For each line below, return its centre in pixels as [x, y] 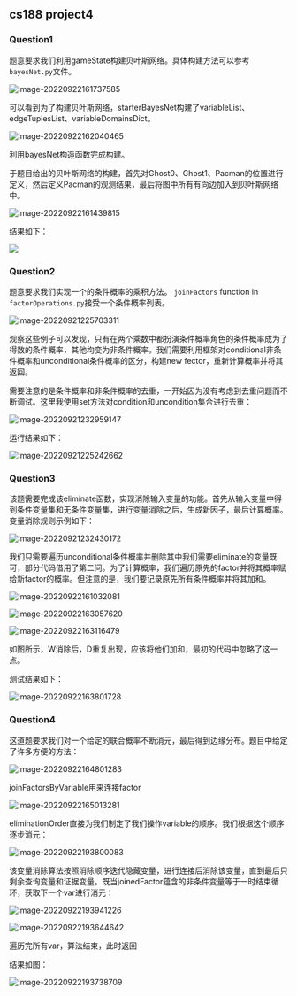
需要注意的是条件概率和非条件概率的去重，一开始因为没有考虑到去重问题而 [145, 390]
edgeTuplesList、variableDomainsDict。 [82, 118]
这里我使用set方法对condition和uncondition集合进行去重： [146, 401]
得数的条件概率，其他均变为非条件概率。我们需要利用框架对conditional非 [141, 350]
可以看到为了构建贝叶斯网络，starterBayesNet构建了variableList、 [129, 107]
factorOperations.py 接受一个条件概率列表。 [90, 302]
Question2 [32, 271]
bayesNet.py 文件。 [43, 71]
